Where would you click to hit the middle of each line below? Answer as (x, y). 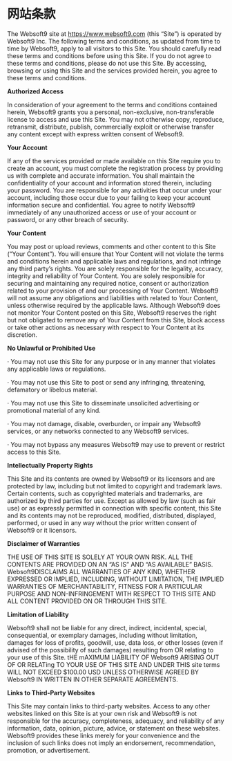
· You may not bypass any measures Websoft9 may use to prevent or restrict (116, 444)
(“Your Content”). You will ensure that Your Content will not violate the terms (116, 254)
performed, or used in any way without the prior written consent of (102, 522)
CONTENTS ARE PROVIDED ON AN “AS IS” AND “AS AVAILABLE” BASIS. (110, 564)
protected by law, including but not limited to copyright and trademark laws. (115, 486)
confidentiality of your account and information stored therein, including (109, 183)
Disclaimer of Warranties (44, 543)
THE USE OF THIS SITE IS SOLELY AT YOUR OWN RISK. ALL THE (100, 557)
